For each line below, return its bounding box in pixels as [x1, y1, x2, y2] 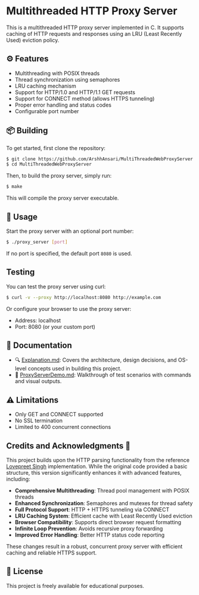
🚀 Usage [6, 211, 38, 222]
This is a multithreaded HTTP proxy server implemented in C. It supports [6, 24, 184, 31]
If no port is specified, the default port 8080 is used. [6, 250, 132, 257]
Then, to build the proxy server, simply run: [6, 172, 112, 179]
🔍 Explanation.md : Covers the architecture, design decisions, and [14, 356, 177, 364]
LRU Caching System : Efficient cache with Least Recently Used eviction [14, 512, 192, 519]
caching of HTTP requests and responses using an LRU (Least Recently [6, 30, 182, 37]
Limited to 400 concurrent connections [14, 423, 111, 431]
